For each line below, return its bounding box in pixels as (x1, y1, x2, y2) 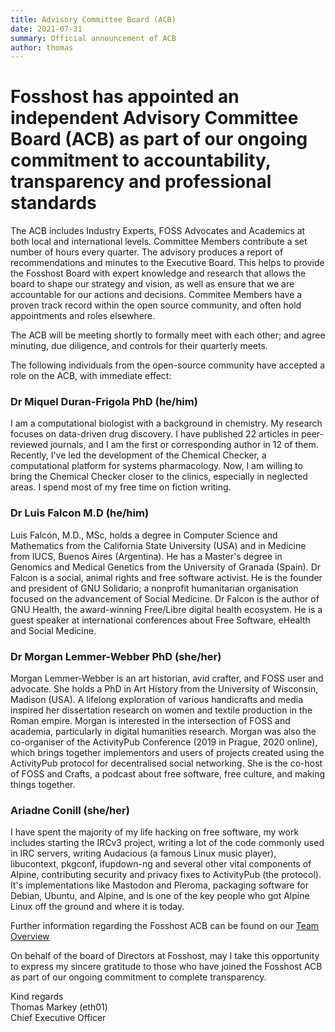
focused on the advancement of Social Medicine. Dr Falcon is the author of (10, 592, 320, 605)
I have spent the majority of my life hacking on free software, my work (10, 826, 300, 838)
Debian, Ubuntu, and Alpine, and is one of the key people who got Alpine (10, 890, 310, 902)
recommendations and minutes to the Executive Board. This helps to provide (10, 257, 325, 269)
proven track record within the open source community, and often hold (10, 299, 302, 311)
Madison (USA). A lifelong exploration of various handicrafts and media (10, 694, 303, 706)
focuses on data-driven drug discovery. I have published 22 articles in (10, 428, 299, 440)
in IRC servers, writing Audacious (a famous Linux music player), (10, 847, 277, 860)
